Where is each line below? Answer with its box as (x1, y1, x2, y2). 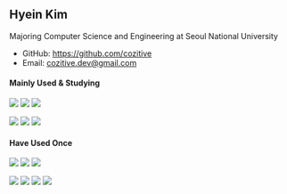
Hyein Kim (9, 7, 69, 22)
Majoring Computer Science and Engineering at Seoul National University (9, 30, 279, 41)
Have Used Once (9, 137, 73, 148)
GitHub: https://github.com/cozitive (21, 48, 152, 59)
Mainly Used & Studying (9, 77, 101, 88)
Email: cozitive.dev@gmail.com (21, 57, 137, 68)
